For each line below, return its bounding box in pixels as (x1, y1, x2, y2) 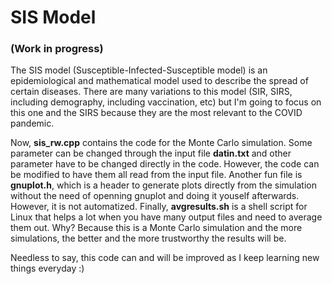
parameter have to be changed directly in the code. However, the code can (10, 158, 320, 170)
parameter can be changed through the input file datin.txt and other (10, 147, 292, 160)
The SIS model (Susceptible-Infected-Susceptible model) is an (10, 64, 268, 76)
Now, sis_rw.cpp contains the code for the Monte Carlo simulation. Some (10, 137, 313, 149)
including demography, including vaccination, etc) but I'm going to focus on (10, 96, 322, 108)
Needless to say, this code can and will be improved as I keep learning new (10, 252, 320, 264)
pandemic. (10, 117, 55, 130)
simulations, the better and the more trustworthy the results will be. (10, 232, 287, 245)
